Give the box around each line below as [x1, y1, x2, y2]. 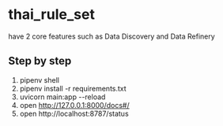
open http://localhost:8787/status [19, 109, 129, 118]
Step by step [8, 54, 72, 68]
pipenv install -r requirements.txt [19, 83, 127, 93]
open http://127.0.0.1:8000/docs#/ [19, 100, 130, 109]
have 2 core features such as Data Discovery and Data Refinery [8, 31, 215, 41]
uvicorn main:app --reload [19, 92, 106, 102]
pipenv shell [19, 75, 59, 84]
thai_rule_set [8, 6, 95, 24]
